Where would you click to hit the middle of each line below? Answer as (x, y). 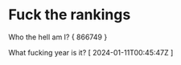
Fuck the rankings (70, 15)
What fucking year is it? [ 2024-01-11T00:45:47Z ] (91, 52)
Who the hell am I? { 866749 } (58, 37)
